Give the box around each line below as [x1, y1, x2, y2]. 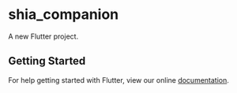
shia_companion [8, 6, 119, 24]
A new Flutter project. [8, 32, 79, 41]
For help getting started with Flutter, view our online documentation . [8, 75, 229, 84]
